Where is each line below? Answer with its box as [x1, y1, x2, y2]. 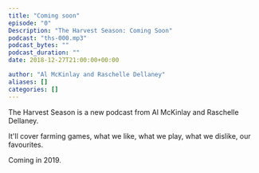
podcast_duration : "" [8, 49, 80, 57]
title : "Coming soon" [8, 11, 80, 20]
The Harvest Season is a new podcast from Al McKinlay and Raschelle [8, 107, 239, 116]
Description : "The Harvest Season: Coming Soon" [8, 26, 173, 34]
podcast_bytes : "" [8, 41, 69, 49]
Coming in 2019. [8, 155, 62, 164]
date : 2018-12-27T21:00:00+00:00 [8, 57, 120, 65]
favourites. [8, 140, 44, 149]
